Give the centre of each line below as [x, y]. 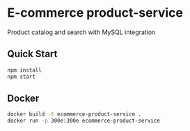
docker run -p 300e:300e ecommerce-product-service [84, 121]
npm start [22, 77]
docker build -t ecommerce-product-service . [74, 114]
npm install [24, 70]
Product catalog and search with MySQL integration [81, 32]
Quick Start [32, 54]
